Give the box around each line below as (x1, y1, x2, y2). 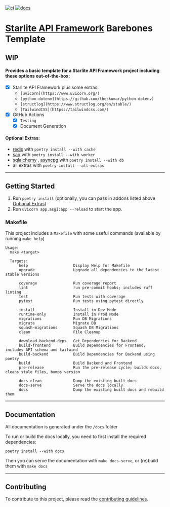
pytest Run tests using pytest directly (18, 299, 144, 304)
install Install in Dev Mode (18, 307, 116, 313)
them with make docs (5, 463, 48, 469)
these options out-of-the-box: (5, 73, 70, 79)
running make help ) (5, 236, 45, 242)
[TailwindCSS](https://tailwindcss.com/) (20, 107, 109, 112)
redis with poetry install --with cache (12, 146, 96, 152)
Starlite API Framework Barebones (5, 23, 153, 34)
